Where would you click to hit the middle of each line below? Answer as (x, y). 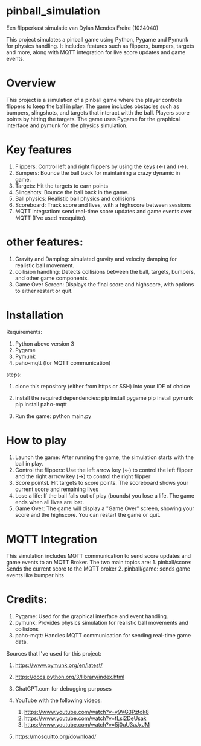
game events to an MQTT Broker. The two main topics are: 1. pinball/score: (99, 562)
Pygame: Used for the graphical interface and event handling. (91, 616)
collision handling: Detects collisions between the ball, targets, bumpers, (105, 271)
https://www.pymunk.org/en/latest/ (59, 665)
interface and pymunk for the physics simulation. (67, 125)
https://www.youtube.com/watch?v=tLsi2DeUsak (85, 718)
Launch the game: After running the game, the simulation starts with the (104, 457)
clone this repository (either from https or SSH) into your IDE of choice (102, 386)
